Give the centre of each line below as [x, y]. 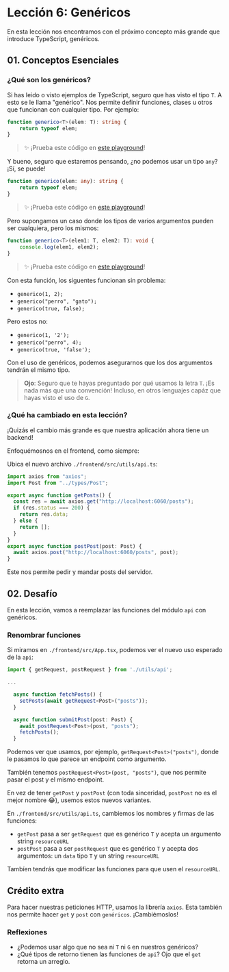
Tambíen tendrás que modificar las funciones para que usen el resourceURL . [114, 869]
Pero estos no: [27, 321]
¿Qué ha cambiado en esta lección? [67, 415]
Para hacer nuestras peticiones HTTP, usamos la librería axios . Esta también [114, 907]
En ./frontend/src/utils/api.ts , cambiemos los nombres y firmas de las [111, 814]
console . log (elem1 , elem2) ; [59, 247]
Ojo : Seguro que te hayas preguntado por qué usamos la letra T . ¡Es [119, 383]
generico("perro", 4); [49, 342]
